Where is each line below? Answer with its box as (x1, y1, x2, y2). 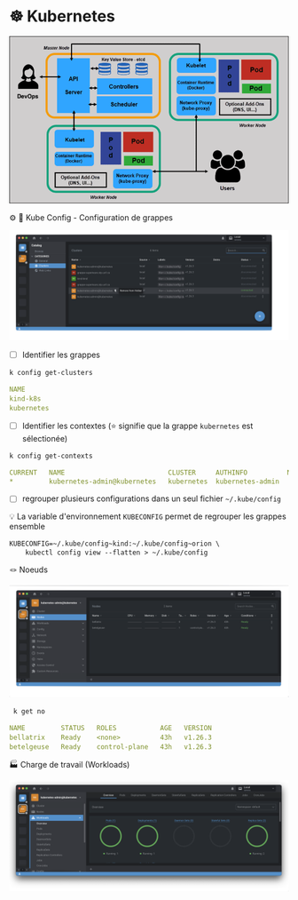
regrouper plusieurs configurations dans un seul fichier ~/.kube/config (21, 493, 281, 504)
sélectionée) (21, 433, 68, 443)
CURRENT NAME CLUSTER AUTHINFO (9, 468, 248, 477)
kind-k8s (9, 394, 42, 403)
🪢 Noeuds (9, 564, 49, 575)
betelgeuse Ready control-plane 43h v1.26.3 (9, 742, 213, 752)
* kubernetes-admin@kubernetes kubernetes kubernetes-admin (9, 477, 279, 486)
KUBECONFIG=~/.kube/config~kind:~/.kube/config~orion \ (9, 539, 220, 548)
